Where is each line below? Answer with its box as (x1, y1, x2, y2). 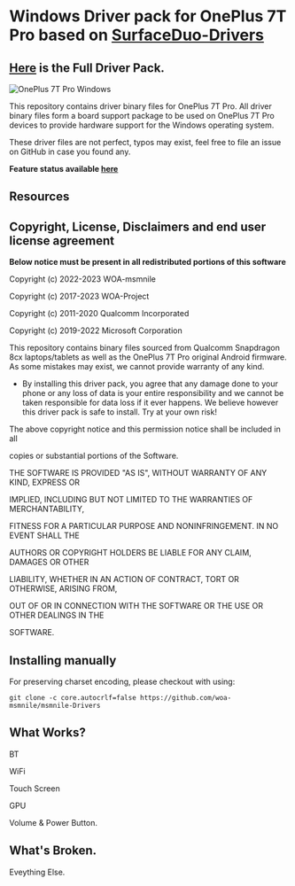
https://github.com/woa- (140, 694, 232, 703)
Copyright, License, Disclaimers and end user (9, 219, 267, 234)
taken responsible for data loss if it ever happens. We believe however (21, 397, 279, 408)
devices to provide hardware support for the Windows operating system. (9, 120, 275, 130)
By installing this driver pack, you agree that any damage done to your (21, 378, 279, 389)
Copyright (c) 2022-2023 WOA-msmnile (9, 274, 157, 284)
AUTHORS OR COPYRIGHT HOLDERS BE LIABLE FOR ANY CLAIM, (9, 548, 252, 558)
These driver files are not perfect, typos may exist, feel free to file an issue (9, 137, 282, 147)
